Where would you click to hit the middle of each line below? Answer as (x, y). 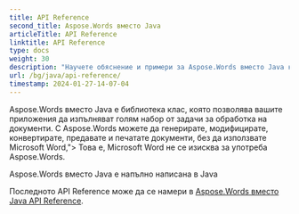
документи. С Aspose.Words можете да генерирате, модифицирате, (139, 128)
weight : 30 (29, 59)
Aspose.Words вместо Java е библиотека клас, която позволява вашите (146, 109)
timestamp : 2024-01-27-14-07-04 (69, 84)
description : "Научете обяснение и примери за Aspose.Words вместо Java (147, 68)
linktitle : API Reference (57, 42)
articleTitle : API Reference (63, 34)
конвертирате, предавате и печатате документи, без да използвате (138, 137)
